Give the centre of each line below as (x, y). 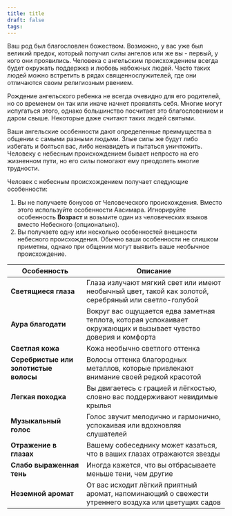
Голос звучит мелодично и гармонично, (153, 417)
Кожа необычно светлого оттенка (143, 349)
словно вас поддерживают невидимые (152, 397)
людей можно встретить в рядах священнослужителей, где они (102, 75)
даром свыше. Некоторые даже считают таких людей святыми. (101, 118)
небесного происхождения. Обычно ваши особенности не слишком (118, 239)
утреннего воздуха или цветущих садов (153, 502)
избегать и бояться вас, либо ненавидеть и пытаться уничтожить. (105, 147)
